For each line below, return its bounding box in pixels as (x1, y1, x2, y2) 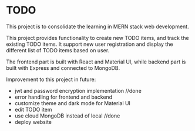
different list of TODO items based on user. (6, 46, 110, 53)
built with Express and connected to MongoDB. (6, 64, 120, 71)
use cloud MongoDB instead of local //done (14, 112, 120, 119)
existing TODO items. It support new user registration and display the (6, 41, 173, 48)
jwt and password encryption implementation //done (14, 87, 142, 94)
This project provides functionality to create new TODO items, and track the (6, 34, 189, 41)
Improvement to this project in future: (6, 76, 96, 83)
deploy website (14, 118, 52, 125)
